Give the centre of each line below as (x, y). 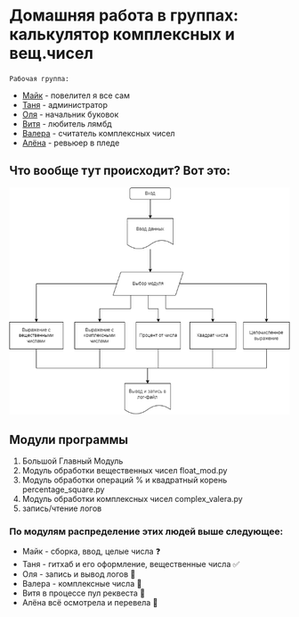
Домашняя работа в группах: (124, 16)
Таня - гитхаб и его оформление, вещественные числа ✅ (131, 564)
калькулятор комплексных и (122, 34)
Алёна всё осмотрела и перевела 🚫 (90, 603)
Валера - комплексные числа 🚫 (82, 584)
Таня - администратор (65, 104)
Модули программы (69, 439)
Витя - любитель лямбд (67, 123)
